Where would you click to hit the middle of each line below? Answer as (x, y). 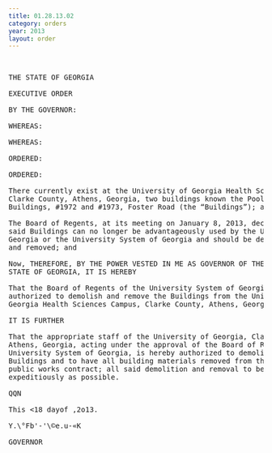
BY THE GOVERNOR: (42, 110)
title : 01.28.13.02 (41, 16)
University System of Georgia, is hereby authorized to (121, 353)
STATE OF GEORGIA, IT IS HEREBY (72, 272)
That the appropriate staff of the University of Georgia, (128, 337)
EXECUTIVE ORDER (40, 94)
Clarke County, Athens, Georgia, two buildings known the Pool (136, 199)
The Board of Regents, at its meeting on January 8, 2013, (128, 223)
